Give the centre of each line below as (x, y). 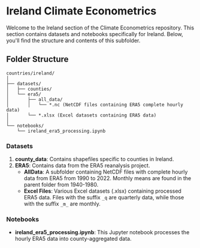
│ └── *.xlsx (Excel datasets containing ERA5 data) (81, 115)
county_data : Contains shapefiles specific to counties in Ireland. (94, 159)
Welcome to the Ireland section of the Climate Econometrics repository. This (100, 28)
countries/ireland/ (31, 73)
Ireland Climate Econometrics (81, 11)
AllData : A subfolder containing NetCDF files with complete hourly (106, 172)
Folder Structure (37, 59)
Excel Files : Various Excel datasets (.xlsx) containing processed (102, 191)
